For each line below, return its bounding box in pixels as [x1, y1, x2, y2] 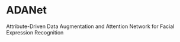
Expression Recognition [6, 29, 64, 36]
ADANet [6, 3, 47, 17]
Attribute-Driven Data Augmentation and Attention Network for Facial [6, 23, 175, 30]
